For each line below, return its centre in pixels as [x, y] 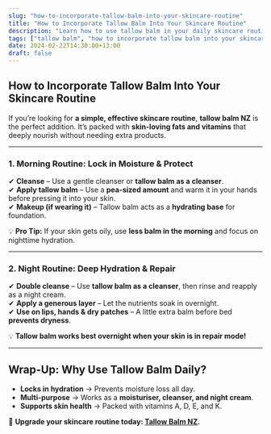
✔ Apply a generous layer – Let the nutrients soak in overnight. [114, 303]
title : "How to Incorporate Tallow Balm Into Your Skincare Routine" [128, 23]
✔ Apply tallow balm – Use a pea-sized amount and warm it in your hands [133, 190]
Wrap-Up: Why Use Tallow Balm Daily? [108, 369]
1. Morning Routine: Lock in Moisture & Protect [101, 164]
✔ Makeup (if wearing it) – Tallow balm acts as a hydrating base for [122, 207]
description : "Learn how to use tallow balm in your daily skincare [126, 31]
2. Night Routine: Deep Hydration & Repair [92, 269]
